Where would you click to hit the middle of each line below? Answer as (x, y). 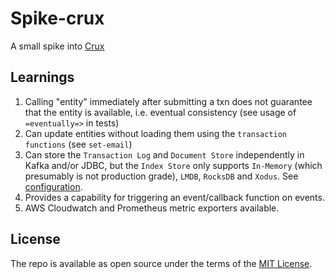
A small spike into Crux (57, 46)
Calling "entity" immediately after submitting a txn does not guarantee (168, 101)
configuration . (53, 186)
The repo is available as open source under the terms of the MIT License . (161, 263)
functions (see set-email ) (78, 144)
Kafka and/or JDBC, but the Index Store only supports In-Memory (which (173, 165)
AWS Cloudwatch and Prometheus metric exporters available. (152, 208)
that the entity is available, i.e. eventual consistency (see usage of (160, 112)
